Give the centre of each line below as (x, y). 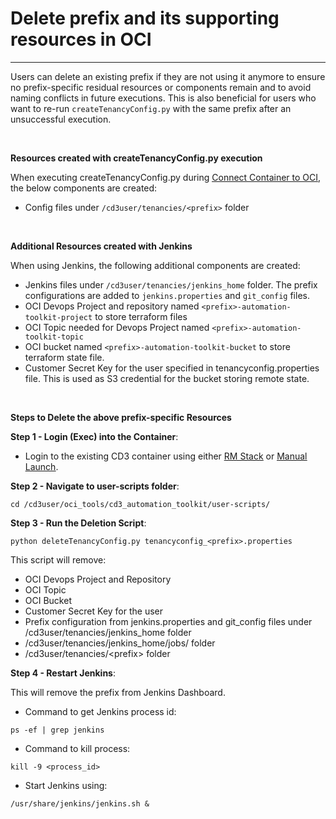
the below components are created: (84, 188)
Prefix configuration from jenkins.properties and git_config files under (168, 621)
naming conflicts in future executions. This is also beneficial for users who (163, 98)
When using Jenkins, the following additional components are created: (155, 265)
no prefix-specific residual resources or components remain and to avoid (161, 87)
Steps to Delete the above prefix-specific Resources (121, 417)
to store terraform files (141, 316)
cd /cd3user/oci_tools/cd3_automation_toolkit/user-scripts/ (140, 504)
